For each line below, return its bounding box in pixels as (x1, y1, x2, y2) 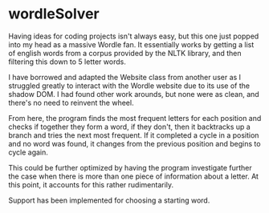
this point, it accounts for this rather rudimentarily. (8, 179, 174, 189)
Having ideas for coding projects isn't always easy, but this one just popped (8, 31, 259, 41)
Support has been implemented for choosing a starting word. (8, 195, 210, 205)
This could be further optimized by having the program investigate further (8, 163, 253, 172)
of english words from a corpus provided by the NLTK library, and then (8, 48, 243, 58)
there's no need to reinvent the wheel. (8, 98, 134, 107)
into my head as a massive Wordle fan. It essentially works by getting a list (8, 39, 255, 49)
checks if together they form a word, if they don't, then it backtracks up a (8, 122, 251, 131)
